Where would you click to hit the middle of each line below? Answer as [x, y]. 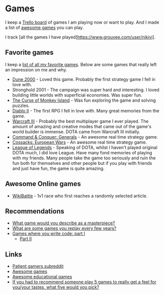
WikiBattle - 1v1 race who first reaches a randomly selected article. [80, 196]
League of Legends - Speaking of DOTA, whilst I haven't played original [85, 147]
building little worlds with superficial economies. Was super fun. [77, 95]
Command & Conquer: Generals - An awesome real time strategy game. [85, 137]
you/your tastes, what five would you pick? [56, 287]
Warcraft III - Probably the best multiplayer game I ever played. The [80, 121]
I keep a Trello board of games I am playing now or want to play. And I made [82, 22]
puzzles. [21, 105]
